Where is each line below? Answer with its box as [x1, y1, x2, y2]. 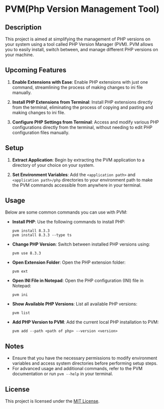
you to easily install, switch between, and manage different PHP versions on [5, 47, 158, 52]
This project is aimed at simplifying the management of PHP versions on [5, 36, 151, 42]
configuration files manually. [12, 129, 70, 135]
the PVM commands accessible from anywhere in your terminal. [12, 182, 142, 188]
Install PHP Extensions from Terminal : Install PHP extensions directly [12, 99, 153, 105]
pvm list [12, 311, 30, 315]
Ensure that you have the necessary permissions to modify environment [12, 355, 158, 361]
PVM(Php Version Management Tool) [5, 3, 160, 15]
